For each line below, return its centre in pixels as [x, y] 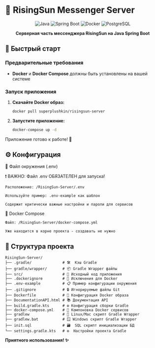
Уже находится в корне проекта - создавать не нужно [60, 231]
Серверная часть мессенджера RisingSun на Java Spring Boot [83, 33]
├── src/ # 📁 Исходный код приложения [63, 275]
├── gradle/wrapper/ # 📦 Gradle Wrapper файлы [61, 269]
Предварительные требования [44, 63]
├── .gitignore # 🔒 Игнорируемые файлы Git [62, 290]
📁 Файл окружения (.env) [31, 167]
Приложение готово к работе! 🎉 [39, 139]
